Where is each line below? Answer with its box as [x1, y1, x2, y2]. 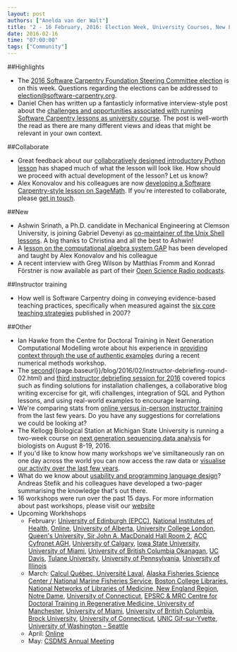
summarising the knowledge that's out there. [17, 487, 148, 495]
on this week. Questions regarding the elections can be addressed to [17, 84, 219, 92]
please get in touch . [17, 194, 75, 202]
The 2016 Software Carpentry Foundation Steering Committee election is [17, 76, 229, 85]
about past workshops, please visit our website [17, 501, 155, 510]
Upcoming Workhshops [17, 509, 87, 517]
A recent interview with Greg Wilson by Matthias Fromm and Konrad [17, 259, 215, 267]
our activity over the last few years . [17, 464, 121, 472]
